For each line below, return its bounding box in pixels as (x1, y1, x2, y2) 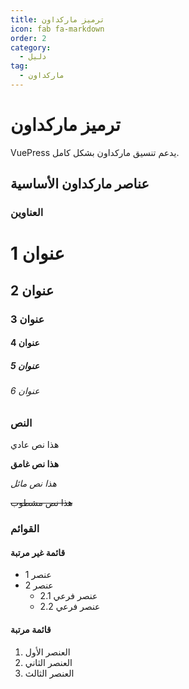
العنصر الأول (24, 646, 71, 658)
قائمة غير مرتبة (10, 546, 66, 558)
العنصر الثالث (24, 667, 75, 679)
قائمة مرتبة (10, 623, 52, 635)
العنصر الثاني (24, 656, 73, 668)
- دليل (19, 52, 47, 62)
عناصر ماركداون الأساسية (10, 176, 150, 193)
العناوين (10, 206, 44, 220)
